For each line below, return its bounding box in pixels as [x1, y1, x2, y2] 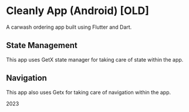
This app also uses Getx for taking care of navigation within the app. [6, 89, 171, 96]
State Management [6, 40, 77, 50]
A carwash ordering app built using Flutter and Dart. [6, 23, 132, 30]
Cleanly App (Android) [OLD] [6, 4, 150, 18]
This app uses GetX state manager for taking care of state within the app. [6, 56, 184, 63]
